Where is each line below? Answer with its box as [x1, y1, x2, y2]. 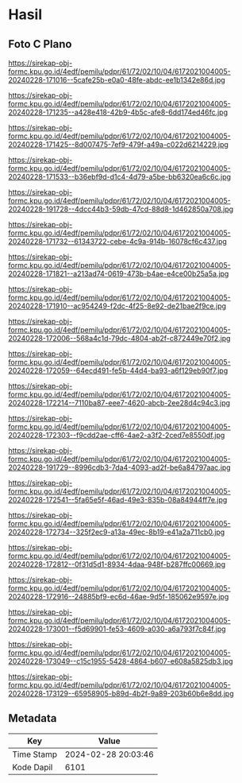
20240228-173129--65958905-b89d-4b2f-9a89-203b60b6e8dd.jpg [8, 689, 234, 698]
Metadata [8, 711, 57, 725]
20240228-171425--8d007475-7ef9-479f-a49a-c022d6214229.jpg [8, 140, 229, 149]
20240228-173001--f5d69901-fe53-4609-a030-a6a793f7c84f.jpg [8, 624, 226, 634]
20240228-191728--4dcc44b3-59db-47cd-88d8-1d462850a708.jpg [8, 204, 234, 214]
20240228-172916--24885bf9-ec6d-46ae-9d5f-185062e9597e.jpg [8, 592, 229, 601]
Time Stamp [12, 749, 58, 760]
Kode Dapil [12, 762, 53, 773]
